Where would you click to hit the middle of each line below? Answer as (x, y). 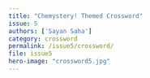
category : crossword (43, 39)
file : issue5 (30, 54)
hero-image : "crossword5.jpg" (60, 62)
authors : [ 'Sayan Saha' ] (50, 31)
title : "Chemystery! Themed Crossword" (76, 16)
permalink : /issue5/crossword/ (61, 46)
